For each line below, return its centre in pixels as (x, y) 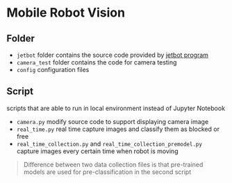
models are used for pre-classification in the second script (107, 172)
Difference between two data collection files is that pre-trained (113, 164)
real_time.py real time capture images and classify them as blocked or (118, 129)
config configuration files (53, 70)
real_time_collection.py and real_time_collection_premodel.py (109, 143)
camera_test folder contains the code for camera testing (97, 62)
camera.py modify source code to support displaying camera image (113, 121)
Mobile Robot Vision (66, 13)
